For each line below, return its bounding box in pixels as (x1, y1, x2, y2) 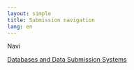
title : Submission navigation (7, 17, 96, 24)
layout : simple (7, 10, 52, 17)
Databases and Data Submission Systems (7, 55, 127, 64)
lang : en (7, 23, 33, 30)
